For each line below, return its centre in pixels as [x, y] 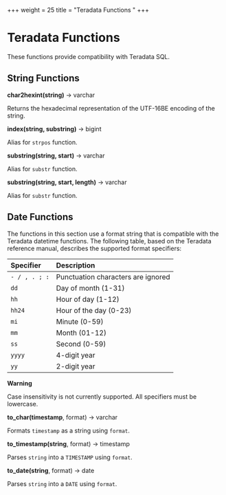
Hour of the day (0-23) [94, 310]
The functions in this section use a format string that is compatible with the [113, 234]
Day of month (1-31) [90, 288]
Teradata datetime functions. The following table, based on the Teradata [109, 241]
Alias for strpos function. [42, 142]
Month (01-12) [81, 333]
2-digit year [76, 366]
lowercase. [23, 404]
